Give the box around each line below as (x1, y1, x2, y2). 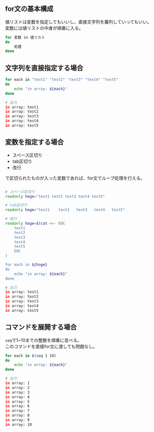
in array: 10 (5, 422, 32, 427)
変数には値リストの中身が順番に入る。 (5, 25, 83, 31)
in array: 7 (5, 408, 30, 413)
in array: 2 (5, 385, 30, 390)
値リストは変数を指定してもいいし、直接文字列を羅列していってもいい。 (5, 19, 152, 25)
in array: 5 (5, 399, 30, 404)
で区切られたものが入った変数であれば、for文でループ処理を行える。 (5, 175, 145, 181)
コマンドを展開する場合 (5, 323, 77, 331)
